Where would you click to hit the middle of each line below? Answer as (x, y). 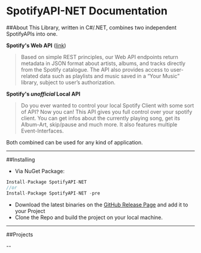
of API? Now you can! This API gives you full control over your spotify (106, 112)
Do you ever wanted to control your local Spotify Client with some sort (107, 105)
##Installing (21, 159)
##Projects (20, 235)
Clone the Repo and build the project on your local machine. (89, 217)
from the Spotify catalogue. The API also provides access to (95, 69)
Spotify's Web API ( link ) (36, 45)
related (30, 76)
